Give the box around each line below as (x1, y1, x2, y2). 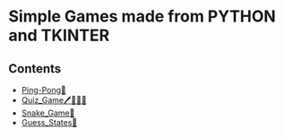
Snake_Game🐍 (21, 107, 75, 118)
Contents (8, 61, 62, 76)
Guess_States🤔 (21, 117, 78, 127)
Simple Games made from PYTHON (8, 6, 277, 27)
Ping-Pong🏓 (21, 85, 66, 95)
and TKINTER (8, 25, 110, 46)
